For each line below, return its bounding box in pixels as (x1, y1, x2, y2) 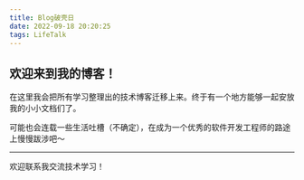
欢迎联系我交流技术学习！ (9, 161, 105, 172)
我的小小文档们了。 (9, 103, 81, 114)
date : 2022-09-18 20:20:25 (9, 22, 111, 31)
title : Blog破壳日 (9, 13, 75, 23)
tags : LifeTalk (9, 30, 67, 39)
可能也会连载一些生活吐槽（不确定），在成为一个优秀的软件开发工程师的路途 (9, 122, 291, 133)
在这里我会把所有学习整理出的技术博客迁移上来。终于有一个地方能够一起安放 (9, 91, 295, 102)
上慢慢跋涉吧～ (9, 133, 65, 145)
